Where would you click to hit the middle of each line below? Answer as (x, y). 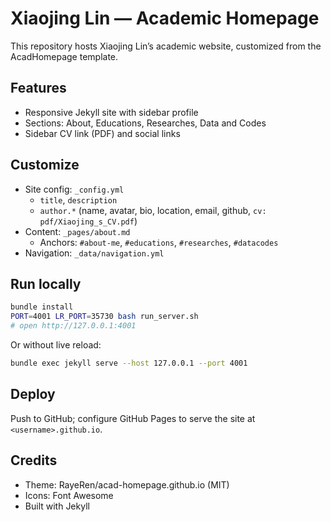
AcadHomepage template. (64, 56)
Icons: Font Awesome (69, 495)
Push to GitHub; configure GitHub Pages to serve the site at (133, 418)
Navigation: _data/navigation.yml (94, 253)
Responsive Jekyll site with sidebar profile (111, 112)
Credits (34, 460)
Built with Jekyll (57, 506)
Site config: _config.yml (74, 189)
